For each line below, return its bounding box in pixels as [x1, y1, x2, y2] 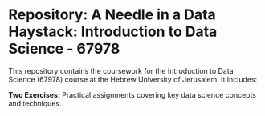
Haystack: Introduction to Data [8, 22, 218, 41]
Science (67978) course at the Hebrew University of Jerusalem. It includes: [8, 74, 258, 84]
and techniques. [8, 98, 62, 108]
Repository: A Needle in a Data [8, 6, 217, 24]
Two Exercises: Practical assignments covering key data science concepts [8, 90, 257, 99]
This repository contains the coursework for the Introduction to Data [8, 66, 234, 75]
